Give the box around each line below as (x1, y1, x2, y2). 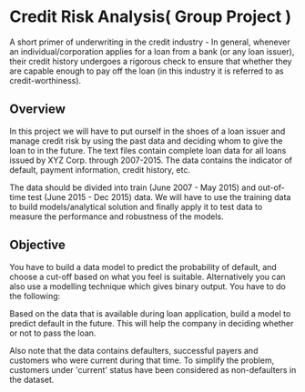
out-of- (258, 182, 285, 193)
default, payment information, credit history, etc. (9, 164, 191, 175)
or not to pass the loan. (9, 327, 97, 338)
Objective (9, 237, 66, 253)
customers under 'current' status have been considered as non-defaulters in (9, 364, 297, 375)
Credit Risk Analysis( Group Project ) (9, 6, 292, 27)
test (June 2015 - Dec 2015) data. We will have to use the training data (27, 191, 291, 202)
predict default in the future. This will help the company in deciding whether (9, 317, 294, 328)
